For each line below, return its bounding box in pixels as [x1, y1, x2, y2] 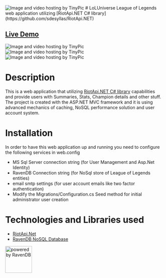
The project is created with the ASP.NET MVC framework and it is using [5, 99, 153, 105]
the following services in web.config [5, 149, 80, 155]
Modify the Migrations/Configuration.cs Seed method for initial [12, 191, 142, 197]
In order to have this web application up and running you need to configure [5, 144, 160, 150]
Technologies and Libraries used [5, 214, 144, 225]
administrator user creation [12, 196, 69, 203]
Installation [5, 127, 53, 139]
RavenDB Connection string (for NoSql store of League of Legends [12, 169, 150, 175]
